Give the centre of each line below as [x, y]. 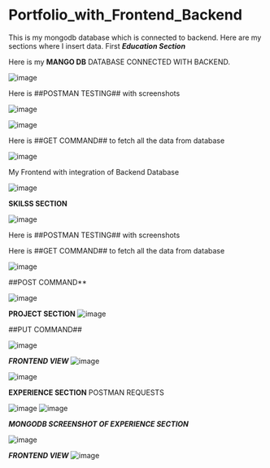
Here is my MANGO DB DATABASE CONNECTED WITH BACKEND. [119, 62]
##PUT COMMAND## [46, 329]
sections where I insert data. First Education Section [97, 45]
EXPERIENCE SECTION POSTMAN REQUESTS [86, 392]
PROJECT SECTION [42, 314]
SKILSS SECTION [38, 203]
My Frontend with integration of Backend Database [94, 171]
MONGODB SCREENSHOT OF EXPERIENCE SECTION [99, 423]
